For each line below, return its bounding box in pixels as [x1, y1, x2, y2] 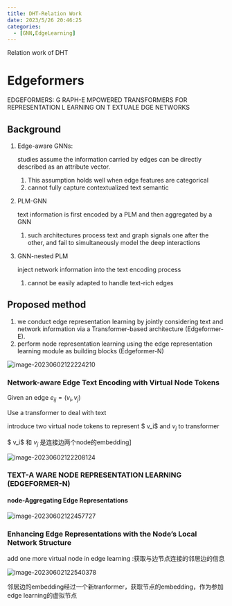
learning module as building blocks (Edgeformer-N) [17, 346, 164, 355]
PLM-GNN [17, 197, 47, 205]
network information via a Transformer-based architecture [17, 324, 184, 333]
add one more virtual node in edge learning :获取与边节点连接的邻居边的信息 [7, 554, 225, 562]
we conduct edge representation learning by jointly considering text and [17, 317, 224, 326]
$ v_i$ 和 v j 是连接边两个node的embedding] [7, 438, 132, 448]
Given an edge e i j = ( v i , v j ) [7, 394, 81, 403]
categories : [7, 23, 42, 30]
